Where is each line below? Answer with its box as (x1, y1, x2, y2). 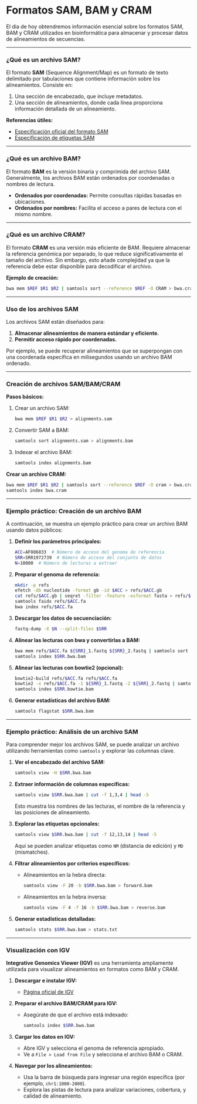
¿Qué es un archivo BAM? (6, 155, 81, 163)
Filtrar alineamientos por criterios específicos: (14, 860, 131, 867)
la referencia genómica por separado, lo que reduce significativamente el (6, 250, 184, 257)
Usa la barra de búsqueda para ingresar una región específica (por (23, 1073, 185, 1080)
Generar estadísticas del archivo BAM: (14, 697, 111, 704)
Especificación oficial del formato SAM (14, 128, 108, 135)
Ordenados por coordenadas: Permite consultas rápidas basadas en (14, 192, 182, 199)
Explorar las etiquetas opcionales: (14, 820, 100, 827)
